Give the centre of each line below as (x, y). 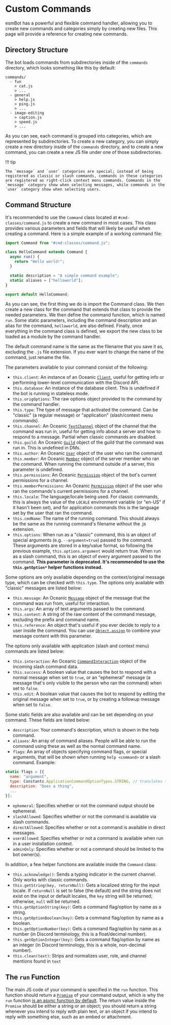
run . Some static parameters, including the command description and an (81, 321)
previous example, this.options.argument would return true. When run (87, 551)
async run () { (25, 257)
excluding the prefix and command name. (56, 620)
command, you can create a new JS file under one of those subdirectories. (84, 152)
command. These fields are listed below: (48, 720)
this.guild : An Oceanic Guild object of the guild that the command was (88, 442)
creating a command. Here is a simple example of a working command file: (84, 234)
